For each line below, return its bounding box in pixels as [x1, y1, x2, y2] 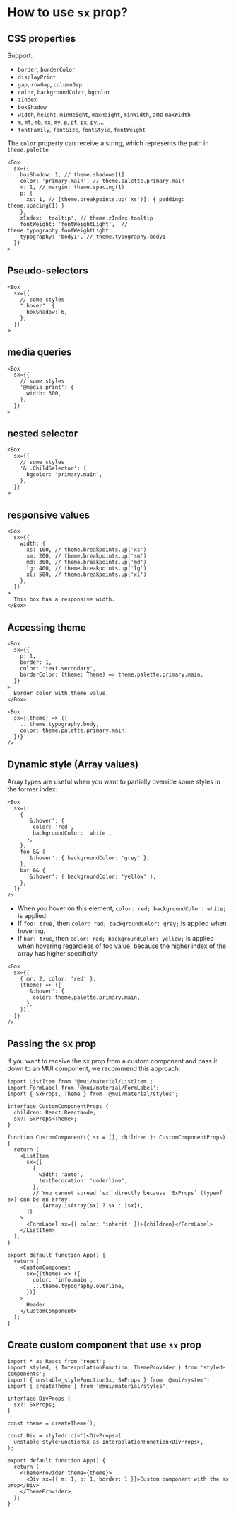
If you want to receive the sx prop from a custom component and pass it [7, 1056, 218, 1065]
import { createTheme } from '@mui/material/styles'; [7, 1382, 170, 1389]
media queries [7, 346, 72, 358]
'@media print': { [20, 383, 74, 390]
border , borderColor [17, 65, 76, 73]
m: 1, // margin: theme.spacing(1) [20, 183, 125, 191]
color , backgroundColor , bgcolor [17, 88, 111, 96]
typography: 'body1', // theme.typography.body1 [20, 233, 166, 240]
